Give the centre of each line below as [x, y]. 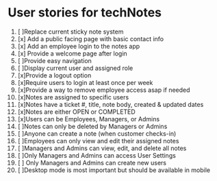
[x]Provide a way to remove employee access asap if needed [104, 90]
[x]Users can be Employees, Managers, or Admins [89, 119]
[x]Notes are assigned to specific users [73, 97]
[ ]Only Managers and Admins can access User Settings [97, 155]
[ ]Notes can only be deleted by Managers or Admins [92, 126]
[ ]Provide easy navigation [54, 60]
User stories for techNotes [85, 13]
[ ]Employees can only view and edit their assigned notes [98, 141]
